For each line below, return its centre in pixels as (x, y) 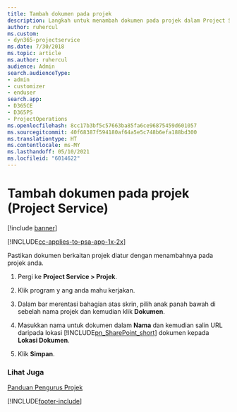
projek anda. (25, 263)
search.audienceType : (39, 73)
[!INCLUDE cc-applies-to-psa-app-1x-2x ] (67, 242)
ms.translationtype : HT (42, 139)
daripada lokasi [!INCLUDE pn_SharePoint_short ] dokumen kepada (113, 332)
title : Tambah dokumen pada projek (60, 14)
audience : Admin (31, 66)
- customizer (26, 86)
